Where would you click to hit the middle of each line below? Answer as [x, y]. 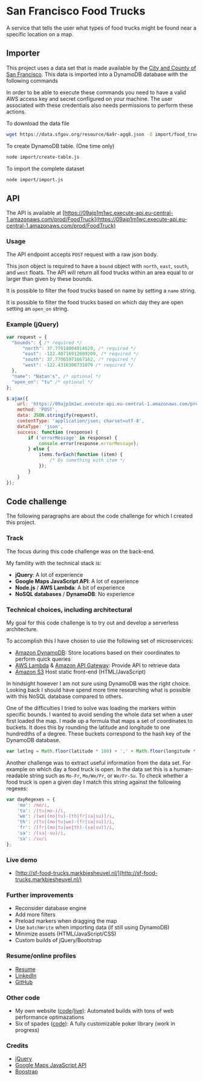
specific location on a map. [40, 34]
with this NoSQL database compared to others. [65, 696]
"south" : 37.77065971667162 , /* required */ [79, 360]
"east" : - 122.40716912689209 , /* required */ [80, 354]
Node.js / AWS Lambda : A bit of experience [70, 588]
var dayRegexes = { [31, 799]
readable [17, 775]
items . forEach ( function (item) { [80, 455]
